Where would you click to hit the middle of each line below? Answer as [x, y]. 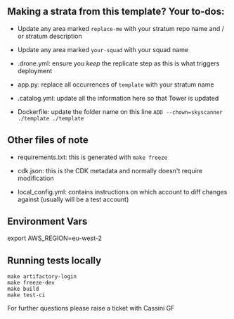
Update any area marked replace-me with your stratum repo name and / [121, 28]
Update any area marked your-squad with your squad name [103, 49]
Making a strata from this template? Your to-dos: [116, 12]
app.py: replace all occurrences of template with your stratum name [116, 85]
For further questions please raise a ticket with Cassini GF [91, 308]
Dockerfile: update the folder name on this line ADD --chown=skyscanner [120, 111]
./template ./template [51, 118]
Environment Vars [47, 221]
